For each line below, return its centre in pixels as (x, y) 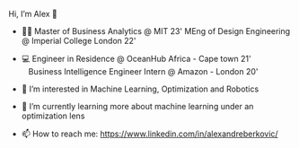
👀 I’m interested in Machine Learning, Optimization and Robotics (140, 89)
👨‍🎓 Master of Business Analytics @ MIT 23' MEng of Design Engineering (156, 31)
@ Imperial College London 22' (79, 41)
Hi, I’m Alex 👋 (33, 14)
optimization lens (53, 116)
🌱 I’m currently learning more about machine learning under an (137, 106)
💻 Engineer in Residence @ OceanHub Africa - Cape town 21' (136, 59)
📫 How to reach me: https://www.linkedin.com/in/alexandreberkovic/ (150, 134)
